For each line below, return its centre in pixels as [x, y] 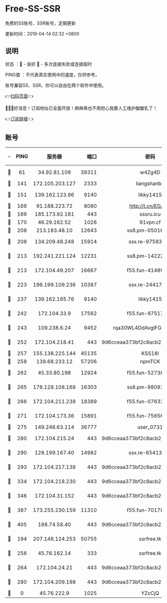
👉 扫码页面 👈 [19, 96]
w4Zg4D [150, 172]
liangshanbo [150, 183]
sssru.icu [150, 214]
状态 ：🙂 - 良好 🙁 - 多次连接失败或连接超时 [48, 64]
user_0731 [150, 427]
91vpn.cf [150, 222]
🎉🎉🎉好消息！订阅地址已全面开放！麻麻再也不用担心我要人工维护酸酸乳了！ [81, 108]
